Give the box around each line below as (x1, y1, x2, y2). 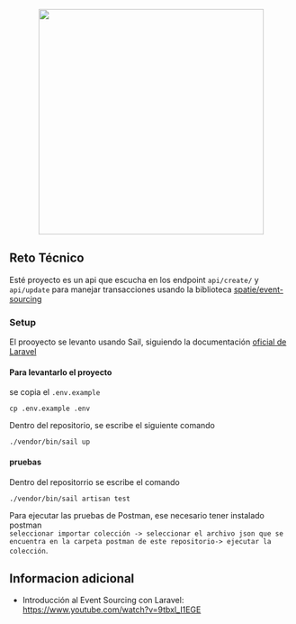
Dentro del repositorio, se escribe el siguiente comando (9, 420, 216, 431)
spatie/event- (233, 284, 283, 295)
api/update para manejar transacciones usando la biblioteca (9, 284, 232, 295)
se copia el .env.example (9, 387, 101, 398)
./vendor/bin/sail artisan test (9, 494, 130, 503)
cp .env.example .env (9, 404, 91, 414)
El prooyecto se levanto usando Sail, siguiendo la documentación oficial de (9, 336, 287, 347)
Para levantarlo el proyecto (9, 366, 112, 378)
